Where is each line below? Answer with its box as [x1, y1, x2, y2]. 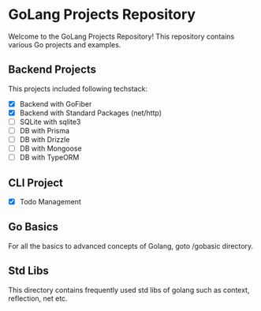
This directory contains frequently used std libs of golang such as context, [8, 285, 250, 294]
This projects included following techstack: [8, 84, 148, 93]
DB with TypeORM [19, 152, 80, 163]
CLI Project [8, 176, 64, 189]
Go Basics [8, 220, 59, 234]
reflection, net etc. [8, 294, 69, 303]
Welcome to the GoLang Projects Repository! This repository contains [8, 32, 235, 41]
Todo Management [19, 197, 81, 206]
